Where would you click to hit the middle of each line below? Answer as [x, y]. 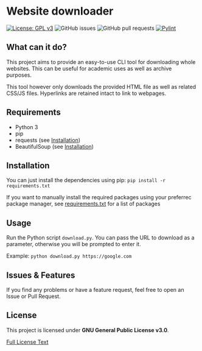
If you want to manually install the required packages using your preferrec [99, 197]
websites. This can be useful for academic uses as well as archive [89, 68]
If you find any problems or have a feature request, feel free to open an [95, 290]
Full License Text [27, 342]
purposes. [19, 75]
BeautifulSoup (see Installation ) [54, 146]
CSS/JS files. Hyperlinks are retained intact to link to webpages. [86, 93]
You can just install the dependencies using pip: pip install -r [86, 180]
